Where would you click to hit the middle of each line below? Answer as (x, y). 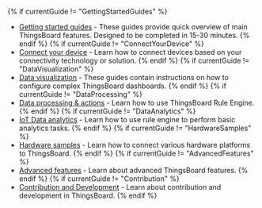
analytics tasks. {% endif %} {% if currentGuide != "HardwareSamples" (135, 128)
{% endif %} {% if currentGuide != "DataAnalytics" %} (107, 111)
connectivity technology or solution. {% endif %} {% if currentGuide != (134, 60)
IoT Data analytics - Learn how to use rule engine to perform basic (127, 119)
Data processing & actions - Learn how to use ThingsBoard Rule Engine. (137, 103)
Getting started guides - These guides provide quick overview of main (133, 27)
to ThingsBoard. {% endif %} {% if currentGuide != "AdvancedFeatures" (136, 153)
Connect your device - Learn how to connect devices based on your (130, 52)
